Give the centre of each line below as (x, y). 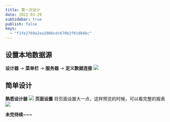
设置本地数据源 (29, 55)
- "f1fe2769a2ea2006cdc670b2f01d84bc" (51, 33)
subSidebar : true (24, 19)
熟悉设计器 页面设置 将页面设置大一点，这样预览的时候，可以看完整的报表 (85, 98)
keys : (11, 29)
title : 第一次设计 (23, 10)
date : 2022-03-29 (24, 15)
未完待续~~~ (19, 114)
